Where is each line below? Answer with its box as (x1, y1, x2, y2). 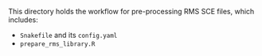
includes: (8, 15, 38, 24)
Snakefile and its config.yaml (19, 31, 118, 39)
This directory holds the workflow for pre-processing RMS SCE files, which (8, 7, 255, 16)
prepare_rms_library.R (19, 40, 96, 48)
